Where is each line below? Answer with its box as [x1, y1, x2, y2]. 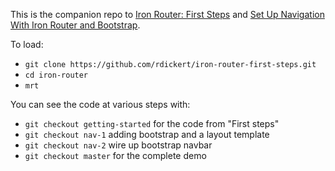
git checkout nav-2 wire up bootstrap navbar [24, 139, 213, 151]
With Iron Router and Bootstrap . [10, 19, 141, 31]
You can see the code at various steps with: [10, 99, 191, 110]
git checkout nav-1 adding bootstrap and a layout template [24, 129, 270, 140]
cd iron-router [24, 70, 89, 80]
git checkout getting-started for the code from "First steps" [24, 118, 280, 129]
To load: [10, 39, 44, 50]
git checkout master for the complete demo [24, 150, 207, 161]
